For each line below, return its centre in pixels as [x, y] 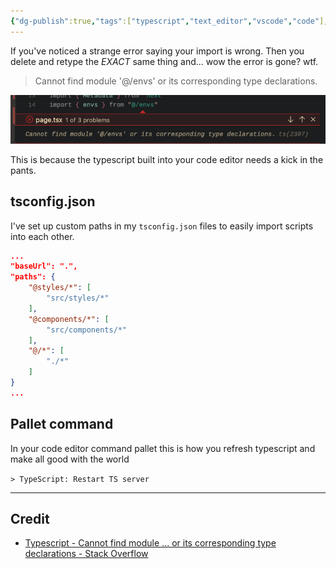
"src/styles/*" [78, 298]
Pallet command [62, 424]
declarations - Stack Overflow [86, 554]
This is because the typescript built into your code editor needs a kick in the [167, 159]
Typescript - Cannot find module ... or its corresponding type [150, 543]
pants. [23, 170]
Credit [30, 519]
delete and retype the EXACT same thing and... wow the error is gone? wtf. [164, 61]
